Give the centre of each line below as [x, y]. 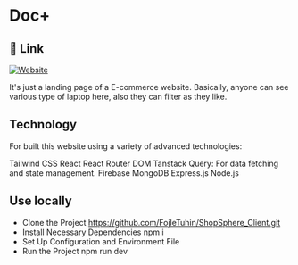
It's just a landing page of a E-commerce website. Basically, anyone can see [149, 87]
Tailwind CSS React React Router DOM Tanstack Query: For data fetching [144, 163]
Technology [43, 124]
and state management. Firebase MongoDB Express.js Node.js [124, 173]
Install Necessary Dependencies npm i [93, 232]
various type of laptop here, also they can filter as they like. [118, 96]
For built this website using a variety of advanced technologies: [126, 146]
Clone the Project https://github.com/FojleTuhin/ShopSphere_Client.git [151, 222]
